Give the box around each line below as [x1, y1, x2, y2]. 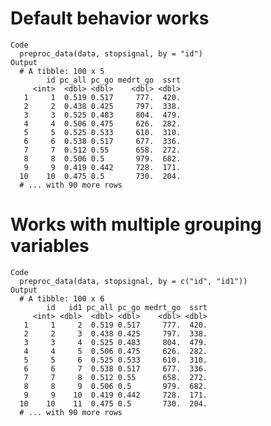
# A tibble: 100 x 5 [19, 66, 105, 76]
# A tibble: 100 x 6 [19, 293, 105, 304]
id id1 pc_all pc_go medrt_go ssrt [46, 302, 208, 312]
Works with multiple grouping [10, 213, 262, 236]
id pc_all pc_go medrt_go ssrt [46, 75, 182, 85]
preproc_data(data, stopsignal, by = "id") [19, 48, 203, 59]
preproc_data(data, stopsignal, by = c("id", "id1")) [19, 276, 248, 286]
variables [10, 235, 90, 257]
